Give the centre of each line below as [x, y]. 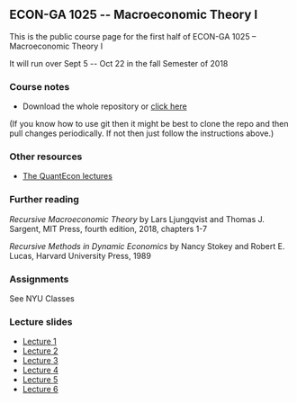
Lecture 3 [40, 361]
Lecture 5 [40, 380]
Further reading [44, 200]
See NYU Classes [42, 299]
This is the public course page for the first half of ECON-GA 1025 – [133, 36]
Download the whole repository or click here [104, 106]
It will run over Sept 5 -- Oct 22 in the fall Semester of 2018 [119, 63]
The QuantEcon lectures [67, 176]
